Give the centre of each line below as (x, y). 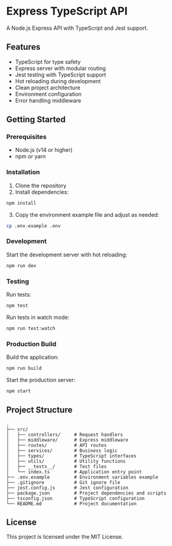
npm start (19, 391)
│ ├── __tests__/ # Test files (57, 466)
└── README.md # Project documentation (71, 503)
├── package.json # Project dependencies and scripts (86, 493)
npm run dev (21, 265)
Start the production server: (41, 380)
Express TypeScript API (67, 11)
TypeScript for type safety (48, 61)
